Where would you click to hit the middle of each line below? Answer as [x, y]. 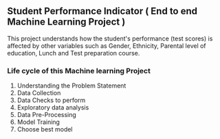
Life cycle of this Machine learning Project [79, 71]
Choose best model [45, 129]
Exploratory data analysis [53, 108]
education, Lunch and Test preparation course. [74, 53]
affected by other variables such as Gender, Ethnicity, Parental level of [107, 46]
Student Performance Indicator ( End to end [102, 11]
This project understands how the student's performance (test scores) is [110, 38]
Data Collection [39, 93]
